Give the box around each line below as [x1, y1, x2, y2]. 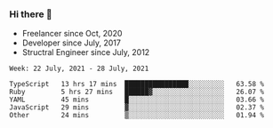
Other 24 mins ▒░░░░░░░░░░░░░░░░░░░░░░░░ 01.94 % [9, 111, 265, 120]
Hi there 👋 [9, 8, 53, 20]
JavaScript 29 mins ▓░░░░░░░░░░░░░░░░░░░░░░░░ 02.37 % [9, 103, 265, 112]
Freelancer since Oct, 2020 [21, 28, 123, 39]
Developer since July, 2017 [21, 37, 122, 48]
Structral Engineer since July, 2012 [21, 47, 150, 58]
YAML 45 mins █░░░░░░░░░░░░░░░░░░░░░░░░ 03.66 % [9, 95, 265, 105]
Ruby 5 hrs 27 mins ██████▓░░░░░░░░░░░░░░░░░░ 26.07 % [9, 88, 265, 97]
